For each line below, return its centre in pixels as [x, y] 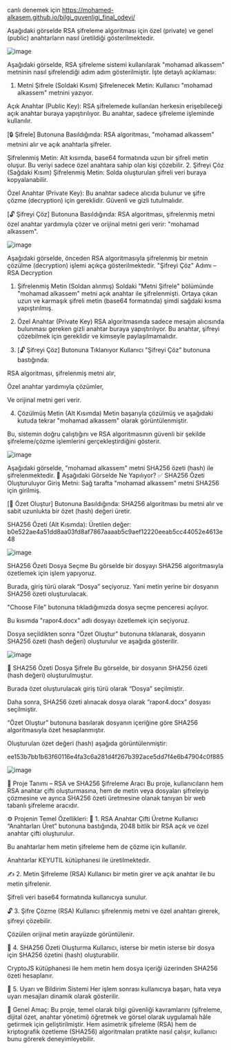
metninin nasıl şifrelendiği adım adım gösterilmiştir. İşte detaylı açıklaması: [112, 72]
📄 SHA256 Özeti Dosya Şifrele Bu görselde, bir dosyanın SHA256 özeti [108, 668]
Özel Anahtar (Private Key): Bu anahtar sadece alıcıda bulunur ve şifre [106, 193]
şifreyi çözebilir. [30, 921]
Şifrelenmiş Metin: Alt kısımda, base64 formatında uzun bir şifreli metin [108, 158]
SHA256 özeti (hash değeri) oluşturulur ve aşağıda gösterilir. [93, 641]
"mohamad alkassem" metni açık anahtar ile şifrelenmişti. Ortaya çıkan [117, 293]
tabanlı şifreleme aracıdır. [43, 805]
